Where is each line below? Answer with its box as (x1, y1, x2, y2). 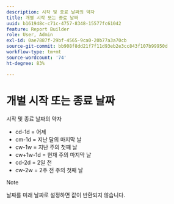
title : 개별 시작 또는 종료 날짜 (6, 15, 79, 21)
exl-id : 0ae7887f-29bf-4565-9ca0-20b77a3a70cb (6, 37, 127, 43)
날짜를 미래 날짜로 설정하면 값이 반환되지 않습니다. (6, 191, 126, 199)
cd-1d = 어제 (15, 128, 46, 135)
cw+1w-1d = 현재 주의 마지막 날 (15, 151, 92, 159)
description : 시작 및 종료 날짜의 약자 (6, 9, 95, 15)
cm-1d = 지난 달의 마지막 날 (15, 136, 82, 143)
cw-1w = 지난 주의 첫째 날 (15, 143, 78, 151)
